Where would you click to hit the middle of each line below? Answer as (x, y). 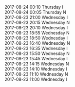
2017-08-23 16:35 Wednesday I (36, 48)
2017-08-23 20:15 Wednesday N (37, 22)
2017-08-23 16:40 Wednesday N (37, 43)
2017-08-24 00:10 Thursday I (34, 7)
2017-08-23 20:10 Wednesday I (36, 28)
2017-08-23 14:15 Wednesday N (37, 64)
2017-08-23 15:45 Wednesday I (36, 59)
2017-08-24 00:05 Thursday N (35, 12)
